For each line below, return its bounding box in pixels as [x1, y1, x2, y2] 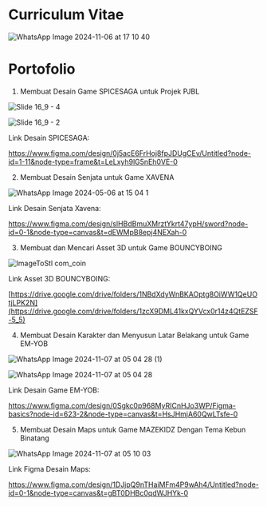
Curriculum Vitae [8, 6, 124, 24]
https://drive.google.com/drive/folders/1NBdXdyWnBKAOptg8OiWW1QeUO [10, 289, 257, 299]
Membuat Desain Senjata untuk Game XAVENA [19, 172, 175, 181]
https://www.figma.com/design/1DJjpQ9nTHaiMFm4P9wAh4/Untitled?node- [8, 480, 259, 489]
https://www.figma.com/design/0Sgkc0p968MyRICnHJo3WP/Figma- [8, 400, 237, 410]
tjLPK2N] [8, 297, 38, 307]
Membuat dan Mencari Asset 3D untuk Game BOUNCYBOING [19, 242, 223, 253]
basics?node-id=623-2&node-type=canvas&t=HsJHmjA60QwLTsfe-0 [8, 409, 238, 419]
